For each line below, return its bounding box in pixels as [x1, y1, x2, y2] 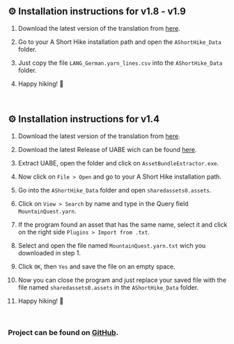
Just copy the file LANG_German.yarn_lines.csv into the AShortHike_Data [17, 59, 223, 67]
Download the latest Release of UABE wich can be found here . [17, 145, 197, 154]
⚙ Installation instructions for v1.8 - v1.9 [8, 6, 187, 17]
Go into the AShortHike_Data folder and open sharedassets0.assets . [17, 186, 212, 194]
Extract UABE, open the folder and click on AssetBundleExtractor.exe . [17, 158, 219, 167]
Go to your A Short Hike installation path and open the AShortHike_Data [17, 38, 221, 46]
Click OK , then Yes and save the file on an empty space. [17, 262, 176, 271]
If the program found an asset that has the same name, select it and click [17, 220, 228, 229]
